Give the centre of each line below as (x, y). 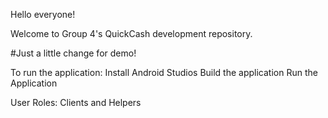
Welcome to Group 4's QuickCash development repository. (131, 33)
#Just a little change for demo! (73, 53)
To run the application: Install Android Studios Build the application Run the (164, 72)
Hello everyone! (43, 14)
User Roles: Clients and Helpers (76, 102)
